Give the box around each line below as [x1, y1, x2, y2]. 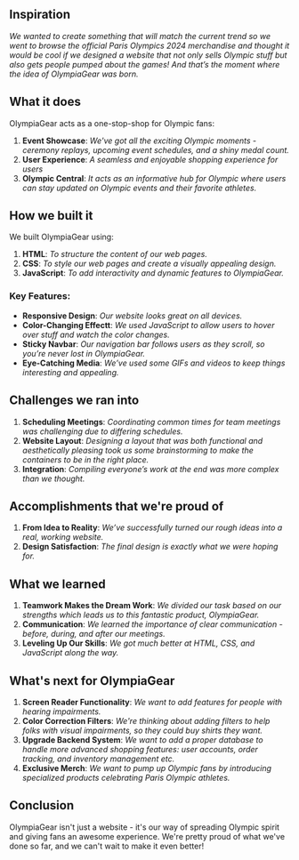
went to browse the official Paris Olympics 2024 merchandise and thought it [9, 40, 290, 51]
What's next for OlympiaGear [9, 673, 175, 688]
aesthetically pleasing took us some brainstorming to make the [21, 445, 254, 455]
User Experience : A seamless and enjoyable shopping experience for [21, 154, 279, 165]
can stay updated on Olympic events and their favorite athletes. [21, 182, 257, 193]
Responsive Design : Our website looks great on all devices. [21, 310, 243, 321]
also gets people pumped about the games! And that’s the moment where [9, 59, 280, 69]
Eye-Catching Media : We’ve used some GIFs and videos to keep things [21, 358, 286, 368]
